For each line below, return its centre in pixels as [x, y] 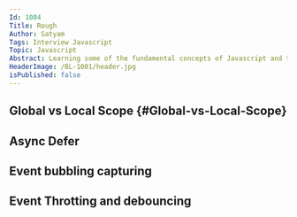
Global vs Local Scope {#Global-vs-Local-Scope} [148, 111]
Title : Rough [33, 26]
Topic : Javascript [43, 50]
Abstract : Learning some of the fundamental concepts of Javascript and [146, 58]
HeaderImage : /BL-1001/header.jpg [73, 67]
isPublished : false [45, 75]
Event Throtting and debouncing [100, 201]
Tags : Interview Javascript [61, 42]
